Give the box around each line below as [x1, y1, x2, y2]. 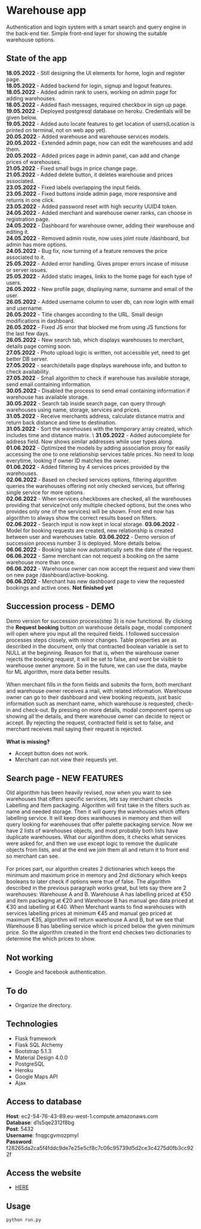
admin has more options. [6, 240, 68, 248]
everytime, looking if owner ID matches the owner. [6, 457, 130, 464]
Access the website [6, 1168, 81, 1178]
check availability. [6, 368, 50, 375]
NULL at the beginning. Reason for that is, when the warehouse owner [6, 649, 179, 656]
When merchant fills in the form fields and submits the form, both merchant [6, 681, 192, 688]
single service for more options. [6, 489, 85, 496]
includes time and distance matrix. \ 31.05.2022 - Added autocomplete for [6, 431, 190, 438]
